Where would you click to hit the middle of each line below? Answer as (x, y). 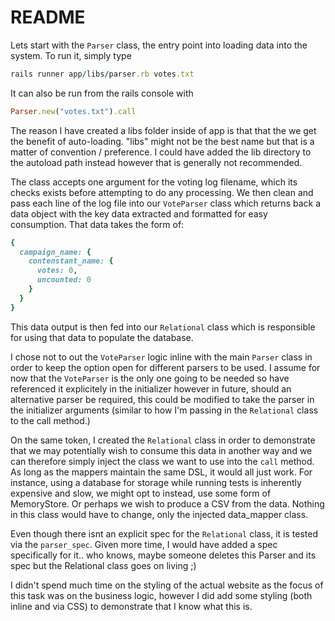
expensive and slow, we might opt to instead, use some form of (141, 493)
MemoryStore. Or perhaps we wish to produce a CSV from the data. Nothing (167, 503)
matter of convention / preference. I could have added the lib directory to (161, 152)
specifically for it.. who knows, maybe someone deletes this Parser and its (163, 555)
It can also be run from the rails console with (102, 93)
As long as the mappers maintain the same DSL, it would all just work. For (161, 472)
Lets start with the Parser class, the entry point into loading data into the (159, 45)
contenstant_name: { (71, 261)
